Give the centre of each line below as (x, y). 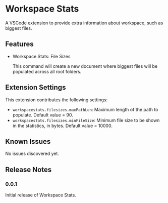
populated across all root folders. (47, 71)
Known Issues (28, 141)
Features (19, 44)
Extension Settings (36, 87)
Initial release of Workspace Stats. (41, 195)
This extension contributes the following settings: (56, 100)
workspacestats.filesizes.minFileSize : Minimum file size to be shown (86, 120)
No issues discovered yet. (32, 154)
